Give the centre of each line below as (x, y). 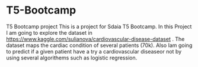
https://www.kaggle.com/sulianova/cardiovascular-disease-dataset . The (95, 39)
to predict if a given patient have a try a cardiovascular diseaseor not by (94, 51)
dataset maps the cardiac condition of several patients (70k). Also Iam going (99, 45)
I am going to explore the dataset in (49, 32)
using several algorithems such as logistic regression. (72, 58)
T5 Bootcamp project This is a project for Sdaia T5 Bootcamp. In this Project (99, 26)
